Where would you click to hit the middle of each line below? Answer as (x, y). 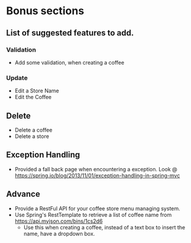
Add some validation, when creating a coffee (69, 62)
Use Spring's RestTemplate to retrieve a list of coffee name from (93, 215)
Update (17, 78)
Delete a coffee (34, 130)
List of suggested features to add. (70, 33)
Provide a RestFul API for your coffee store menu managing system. (98, 208)
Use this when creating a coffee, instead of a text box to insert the (104, 227)
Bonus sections (45, 11)
